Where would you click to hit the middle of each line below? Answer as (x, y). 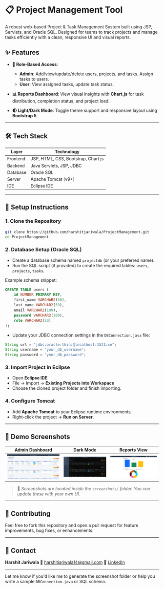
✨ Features (22, 53)
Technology (67, 152)
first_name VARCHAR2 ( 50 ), (40, 300)
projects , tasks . (28, 271)
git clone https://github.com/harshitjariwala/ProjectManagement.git (77, 232)
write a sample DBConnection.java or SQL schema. (56, 582)
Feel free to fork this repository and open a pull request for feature (72, 526)
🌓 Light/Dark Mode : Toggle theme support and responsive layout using (85, 110)
